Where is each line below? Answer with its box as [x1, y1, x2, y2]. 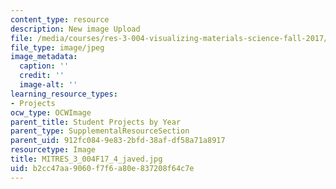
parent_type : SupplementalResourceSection [10, 126, 190, 136]
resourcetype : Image [10, 145, 97, 155]
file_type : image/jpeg [10, 42, 105, 53]
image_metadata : [10, 52, 78, 62]
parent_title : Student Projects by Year [10, 117, 182, 127]
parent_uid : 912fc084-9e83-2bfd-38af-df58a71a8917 [10, 136, 226, 146]
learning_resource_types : [10, 89, 118, 99]
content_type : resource [10, 14, 110, 25]
